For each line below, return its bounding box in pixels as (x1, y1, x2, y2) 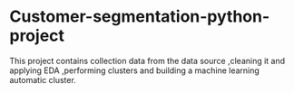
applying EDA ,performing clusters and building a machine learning (9, 65, 260, 76)
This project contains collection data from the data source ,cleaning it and (9, 55, 286, 66)
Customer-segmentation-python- (9, 6, 270, 27)
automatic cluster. (9, 74, 77, 85)
